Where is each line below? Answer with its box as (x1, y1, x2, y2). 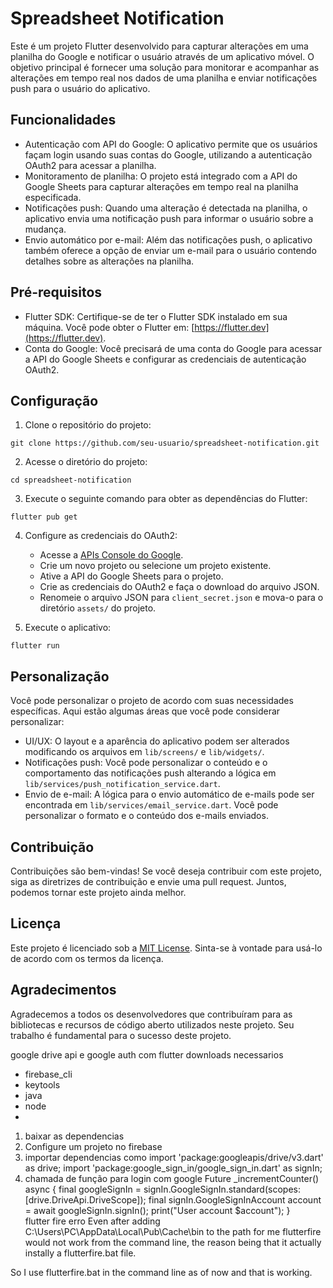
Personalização (10, 668, 110, 685)
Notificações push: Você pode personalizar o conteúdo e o (24, 757, 268, 769)
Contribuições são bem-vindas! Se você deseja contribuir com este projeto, (10, 865, 322, 877)
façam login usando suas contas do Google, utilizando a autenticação (24, 148, 313, 161)
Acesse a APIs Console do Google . (39, 549, 184, 561)
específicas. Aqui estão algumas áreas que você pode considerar (10, 705, 281, 717)
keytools (24, 1078, 61, 1091)
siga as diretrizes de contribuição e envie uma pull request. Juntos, (10, 876, 287, 887)
